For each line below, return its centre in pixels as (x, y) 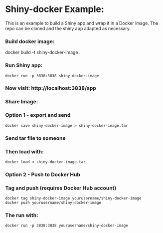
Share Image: (22, 102)
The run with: (22, 215)
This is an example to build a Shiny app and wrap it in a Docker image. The (82, 23)
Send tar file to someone (35, 138)
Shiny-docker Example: (55, 9)
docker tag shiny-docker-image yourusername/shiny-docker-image (73, 198)
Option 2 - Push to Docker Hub (43, 174)
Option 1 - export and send (38, 115)
